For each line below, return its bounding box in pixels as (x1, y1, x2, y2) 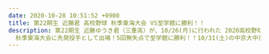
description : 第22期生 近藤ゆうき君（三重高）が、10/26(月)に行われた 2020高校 (8, 26, 252, 34)
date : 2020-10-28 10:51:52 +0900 (8, 11, 120, 20)
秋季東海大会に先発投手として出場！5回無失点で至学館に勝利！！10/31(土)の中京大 (15, 33, 253, 42)
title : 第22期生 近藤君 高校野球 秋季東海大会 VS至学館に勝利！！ (8, 19, 206, 27)
